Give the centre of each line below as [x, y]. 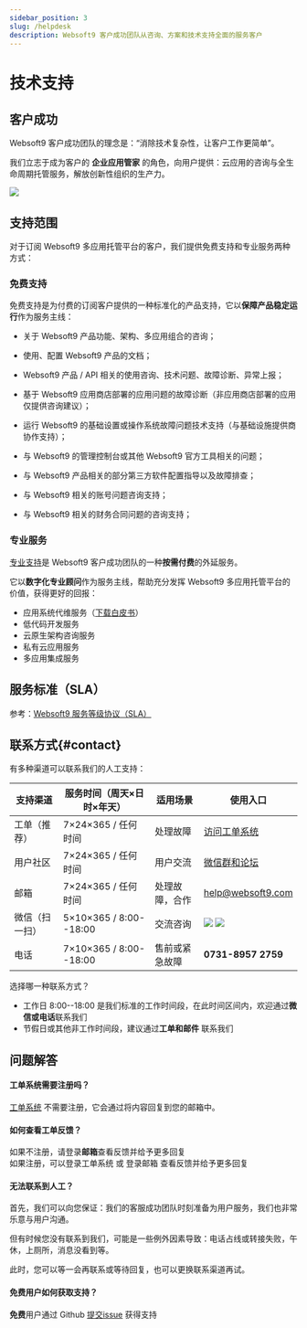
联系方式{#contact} [65, 744]
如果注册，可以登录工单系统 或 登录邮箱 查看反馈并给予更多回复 [129, 1163]
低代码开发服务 [51, 623]
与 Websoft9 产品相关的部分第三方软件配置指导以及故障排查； [139, 475]
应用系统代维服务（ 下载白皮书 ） [83, 612]
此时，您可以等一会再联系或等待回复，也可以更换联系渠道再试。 [129, 1270]
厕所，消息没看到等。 [74, 1250]
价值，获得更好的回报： [53, 593]
